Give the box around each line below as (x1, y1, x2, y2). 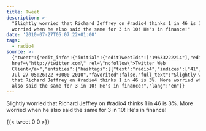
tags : (6, 37, 20, 43)
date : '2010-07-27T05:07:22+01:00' (6, 32, 97, 38)
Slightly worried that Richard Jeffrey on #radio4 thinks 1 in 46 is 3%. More (6, 100, 193, 107)
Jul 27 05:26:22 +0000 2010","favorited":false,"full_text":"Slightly (12, 72, 196, 78)
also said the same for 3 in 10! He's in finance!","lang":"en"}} (12, 83, 185, 89)
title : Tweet (6, 9, 40, 15)
